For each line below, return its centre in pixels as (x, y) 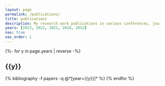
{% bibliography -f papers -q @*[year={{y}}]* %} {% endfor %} (70, 78)
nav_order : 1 (18, 37)
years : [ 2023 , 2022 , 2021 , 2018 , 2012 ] (46, 28)
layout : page (18, 10)
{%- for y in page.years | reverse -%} (43, 51)
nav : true (15, 32)
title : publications (26, 19)
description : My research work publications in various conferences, (78, 23)
